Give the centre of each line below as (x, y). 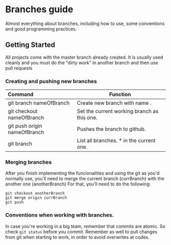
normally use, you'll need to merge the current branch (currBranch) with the (85, 179)
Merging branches (28, 162)
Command (21, 94)
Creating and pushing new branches (51, 81)
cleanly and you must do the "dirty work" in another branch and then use (82, 63)
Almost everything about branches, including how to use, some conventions (85, 23)
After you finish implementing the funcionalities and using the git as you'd (82, 173)
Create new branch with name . (114, 103)
